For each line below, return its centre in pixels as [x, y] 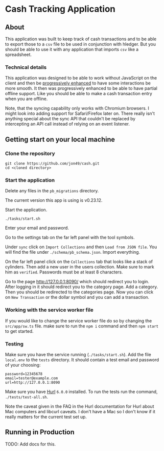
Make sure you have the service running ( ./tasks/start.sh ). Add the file [78, 354]
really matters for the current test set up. [46, 417]
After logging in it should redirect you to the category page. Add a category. [82, 287]
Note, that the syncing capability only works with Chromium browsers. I [77, 108]
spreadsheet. [18, 54]
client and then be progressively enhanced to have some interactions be [78, 83]
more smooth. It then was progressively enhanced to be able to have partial [81, 88]
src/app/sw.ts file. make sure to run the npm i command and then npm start [82, 326]
